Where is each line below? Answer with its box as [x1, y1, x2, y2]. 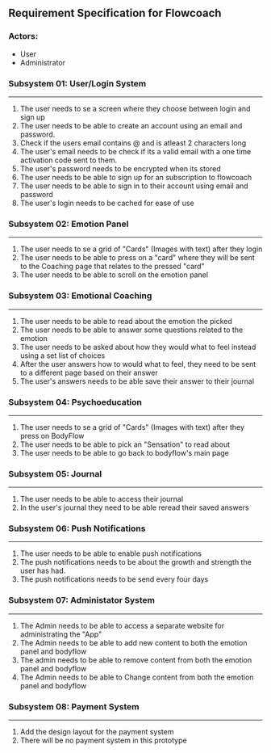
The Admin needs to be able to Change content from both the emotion [19, 672, 254, 682]
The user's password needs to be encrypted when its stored [19, 163, 222, 173]
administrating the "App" [19, 629, 102, 639]
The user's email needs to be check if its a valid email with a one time [19, 146, 252, 156]
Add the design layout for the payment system [19, 727, 174, 737]
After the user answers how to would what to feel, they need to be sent [19, 359, 256, 368]
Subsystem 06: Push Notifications [8, 523, 146, 534]
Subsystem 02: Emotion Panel [8, 218, 129, 229]
